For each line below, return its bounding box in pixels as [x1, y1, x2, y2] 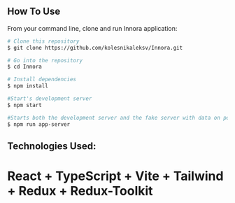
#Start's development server [7, 95, 92, 102]
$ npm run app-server [7, 120, 71, 128]
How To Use [7, 6, 61, 17]
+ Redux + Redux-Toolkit [7, 183, 153, 199]
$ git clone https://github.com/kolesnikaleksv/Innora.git [7, 44, 183, 51]
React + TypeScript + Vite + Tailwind [7, 168, 224, 184]
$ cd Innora [7, 63, 42, 71]
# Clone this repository [7, 38, 80, 45]
